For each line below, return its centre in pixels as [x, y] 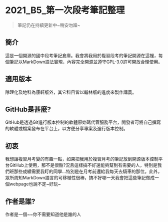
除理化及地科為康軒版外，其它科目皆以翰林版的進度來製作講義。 [71, 92]
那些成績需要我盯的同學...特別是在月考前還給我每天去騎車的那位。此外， [88, 171]
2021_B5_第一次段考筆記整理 [65, 10]
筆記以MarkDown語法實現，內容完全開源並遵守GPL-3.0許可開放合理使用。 [86, 62]
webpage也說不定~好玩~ [35, 184]
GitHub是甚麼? [28, 109]
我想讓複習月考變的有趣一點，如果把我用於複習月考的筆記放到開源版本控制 [82, 159]
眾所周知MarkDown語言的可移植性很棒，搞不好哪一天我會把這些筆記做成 [80, 178]
